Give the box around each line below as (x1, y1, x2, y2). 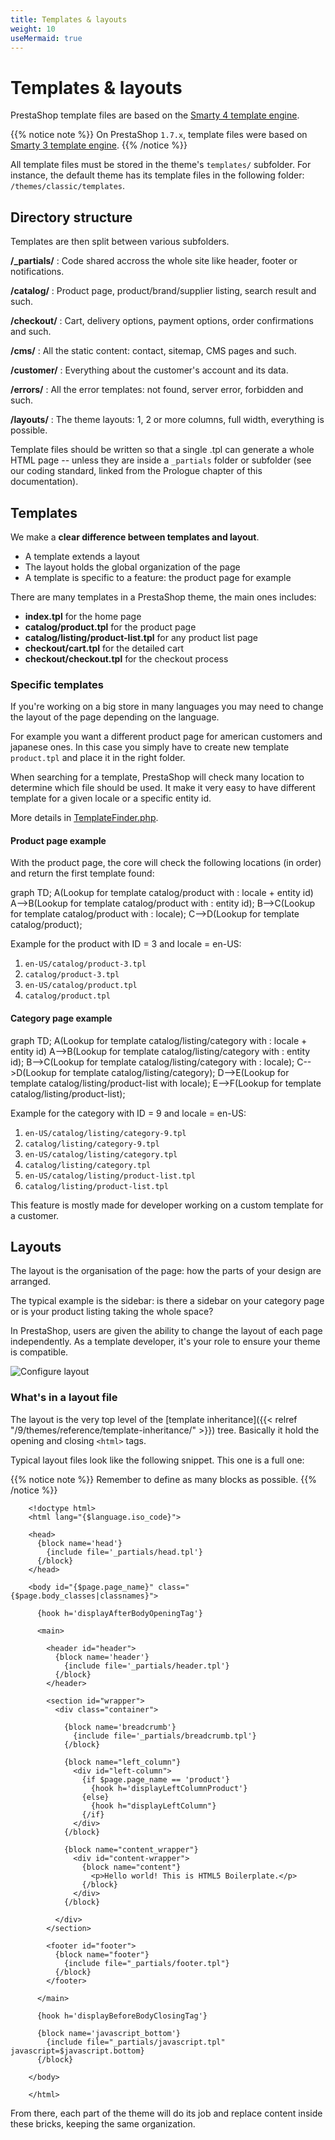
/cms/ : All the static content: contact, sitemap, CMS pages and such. (10, 345, 297, 357)
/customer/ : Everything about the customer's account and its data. (10, 364, 289, 376)
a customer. (10, 1209, 60, 1221)
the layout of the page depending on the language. (10, 711, 220, 723)
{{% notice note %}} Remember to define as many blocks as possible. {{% (10, 1473, 317, 1485)
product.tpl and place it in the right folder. (10, 752, 186, 764)
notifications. (10, 266, 65, 278)
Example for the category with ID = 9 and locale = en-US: (10, 1107, 247, 1119)
